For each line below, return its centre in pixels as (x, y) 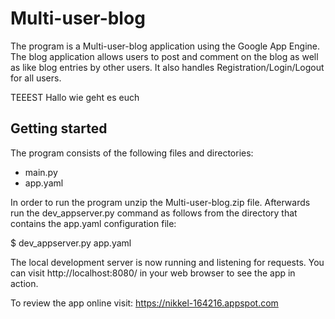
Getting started (59, 128)
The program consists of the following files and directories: (132, 153)
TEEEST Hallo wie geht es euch (75, 97)
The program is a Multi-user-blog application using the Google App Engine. (165, 46)
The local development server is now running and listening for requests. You (167, 262)
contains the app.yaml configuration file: (93, 223)
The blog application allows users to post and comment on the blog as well (164, 56)
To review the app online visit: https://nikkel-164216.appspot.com (144, 303)
